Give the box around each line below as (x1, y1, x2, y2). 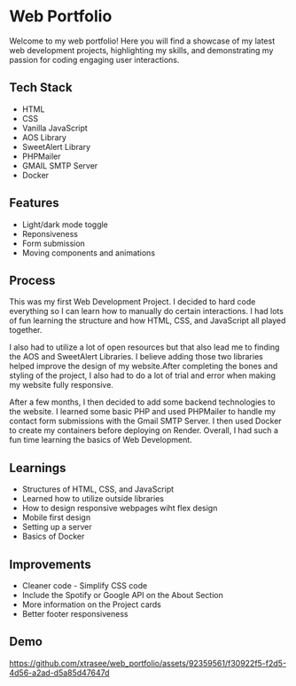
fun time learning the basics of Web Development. (9, 435, 192, 446)
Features (9, 195, 59, 210)
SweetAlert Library (21, 141, 91, 152)
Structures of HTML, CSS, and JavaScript (21, 484, 175, 494)
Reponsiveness (21, 228, 78, 239)
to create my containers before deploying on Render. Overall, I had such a (9, 425, 279, 436)
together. (9, 325, 43, 335)
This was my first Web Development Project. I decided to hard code (9, 296, 256, 307)
